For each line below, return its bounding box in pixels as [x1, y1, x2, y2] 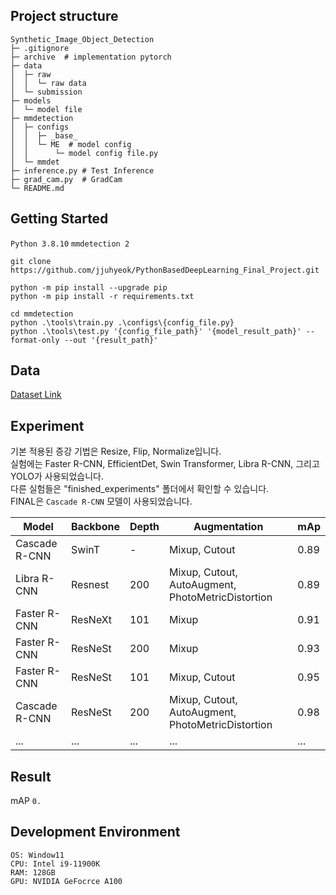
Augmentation [193, 520, 264, 534]
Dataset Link [10, 389, 62, 401]
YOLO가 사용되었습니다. [10, 470, 104, 483]
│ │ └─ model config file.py [10, 148, 159, 158]
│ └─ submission [10, 87, 83, 97]
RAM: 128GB [10, 867, 56, 878]
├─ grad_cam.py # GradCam [10, 174, 123, 184]
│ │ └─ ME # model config [10, 139, 132, 149]
